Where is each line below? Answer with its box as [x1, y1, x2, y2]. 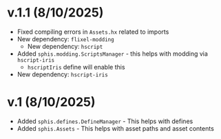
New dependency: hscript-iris [17, 70, 108, 78]
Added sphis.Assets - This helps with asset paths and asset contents [17, 124, 215, 132]
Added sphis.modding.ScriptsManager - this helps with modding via [17, 50, 209, 58]
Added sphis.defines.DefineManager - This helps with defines [17, 117, 193, 125]
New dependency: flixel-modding [17, 34, 115, 43]
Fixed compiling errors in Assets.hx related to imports [17, 28, 169, 36]
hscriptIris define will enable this [27, 63, 125, 71]
